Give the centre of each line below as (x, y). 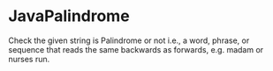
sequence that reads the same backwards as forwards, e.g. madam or (136, 49)
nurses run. (29, 59)
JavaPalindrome (69, 16)
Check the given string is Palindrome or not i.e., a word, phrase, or (129, 40)
